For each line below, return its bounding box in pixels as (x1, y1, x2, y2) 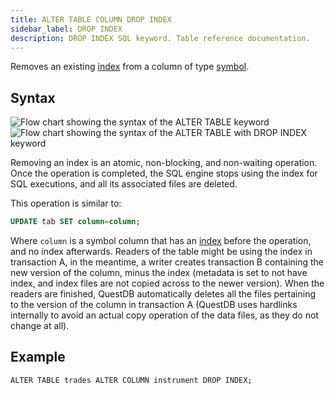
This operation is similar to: (10, 197, 122, 210)
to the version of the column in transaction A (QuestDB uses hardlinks (10, 299, 298, 311)
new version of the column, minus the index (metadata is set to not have (10, 267, 308, 279)
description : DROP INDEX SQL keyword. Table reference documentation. (10, 33, 311, 43)
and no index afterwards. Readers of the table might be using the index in (10, 246, 313, 258)
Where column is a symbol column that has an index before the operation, (10, 235, 312, 247)
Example (10, 349, 66, 366)
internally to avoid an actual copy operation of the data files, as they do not (10, 309, 319, 321)
